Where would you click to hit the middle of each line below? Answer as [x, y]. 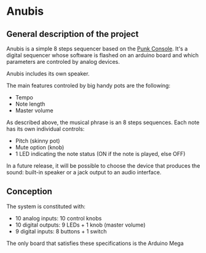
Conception [29, 192]
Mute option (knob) [40, 147]
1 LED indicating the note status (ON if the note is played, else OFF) [100, 154]
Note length [30, 104]
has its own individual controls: [46, 129]
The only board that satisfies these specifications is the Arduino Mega [95, 243]
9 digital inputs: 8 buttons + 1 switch [61, 231]
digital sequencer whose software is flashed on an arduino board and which [102, 55]
